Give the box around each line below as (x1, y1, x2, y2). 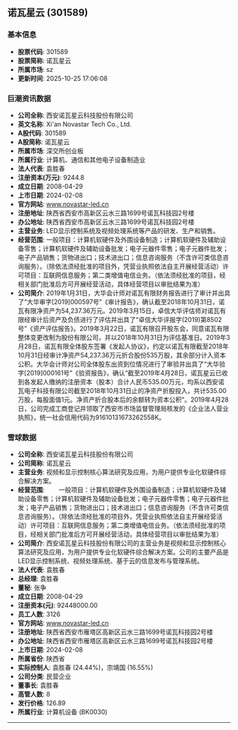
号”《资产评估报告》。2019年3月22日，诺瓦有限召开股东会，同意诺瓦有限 (17, 324, 229, 333)
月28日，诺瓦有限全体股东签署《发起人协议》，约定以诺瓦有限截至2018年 (17, 342, 229, 350)
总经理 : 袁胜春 (17, 574, 59, 583)
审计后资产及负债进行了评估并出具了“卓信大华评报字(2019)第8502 (30, 315, 222, 323)
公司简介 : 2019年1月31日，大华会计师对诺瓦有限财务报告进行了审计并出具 (17, 289, 231, 297)
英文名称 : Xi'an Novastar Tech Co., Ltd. (17, 119, 132, 128)
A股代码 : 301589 (17, 129, 67, 137)
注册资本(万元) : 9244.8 (17, 173, 85, 181)
